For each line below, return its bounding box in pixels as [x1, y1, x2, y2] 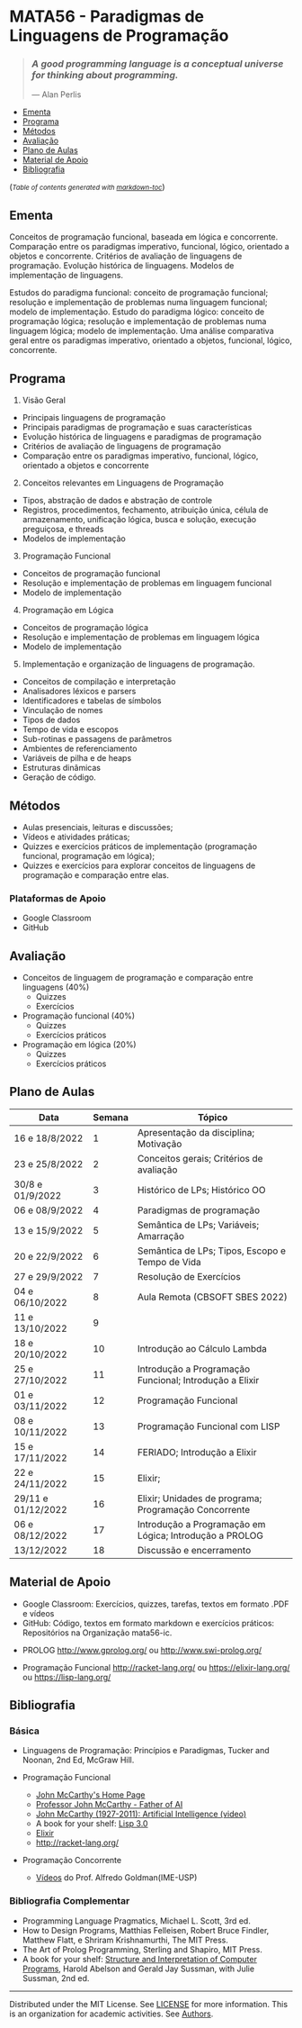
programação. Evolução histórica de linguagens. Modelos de [9, 260, 235, 271]
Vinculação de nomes [22, 705, 103, 716]
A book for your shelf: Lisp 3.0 [35, 1818, 148, 1829]
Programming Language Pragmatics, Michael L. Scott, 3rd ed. [22, 1915, 252, 1926]
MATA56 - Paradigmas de [9, 6, 205, 27]
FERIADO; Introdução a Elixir [137, 1445, 257, 1458]
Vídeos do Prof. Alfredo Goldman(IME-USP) [35, 1872, 198, 1883]
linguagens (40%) [22, 982, 90, 992]
